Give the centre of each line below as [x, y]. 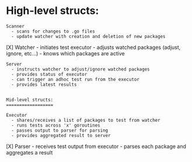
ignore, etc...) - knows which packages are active [65, 53]
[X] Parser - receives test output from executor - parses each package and [96, 146]
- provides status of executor [49, 74]
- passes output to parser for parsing [60, 130]
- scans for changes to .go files [53, 31]
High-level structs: [53, 11]
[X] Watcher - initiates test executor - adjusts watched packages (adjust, [93, 47]
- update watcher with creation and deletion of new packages [88, 36]
